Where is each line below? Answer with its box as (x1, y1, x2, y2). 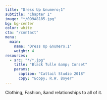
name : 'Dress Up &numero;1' (14, 44, 72, 49)
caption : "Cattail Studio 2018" (18, 71, 85, 76)
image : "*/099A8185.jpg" (5, 16, 56, 21)
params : (14, 67, 30, 72)
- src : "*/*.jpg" (9, 58, 46, 63)
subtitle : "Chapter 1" (5, 12, 52, 17)
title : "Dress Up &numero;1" (5, 7, 65, 12)
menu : (5, 35, 16, 40)
